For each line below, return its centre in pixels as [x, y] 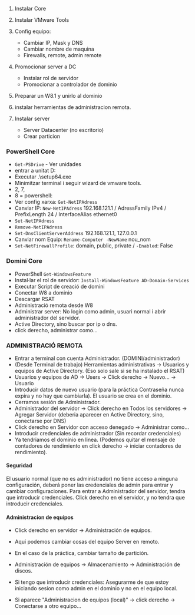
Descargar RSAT [34, 299]
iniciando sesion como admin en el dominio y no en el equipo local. [96, 588]
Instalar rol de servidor [51, 78]
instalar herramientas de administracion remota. [73, 107]
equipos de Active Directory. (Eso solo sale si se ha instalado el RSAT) [100, 371]
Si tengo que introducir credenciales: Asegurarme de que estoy [92, 582]
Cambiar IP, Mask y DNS [53, 43]
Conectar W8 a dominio [43, 292]
